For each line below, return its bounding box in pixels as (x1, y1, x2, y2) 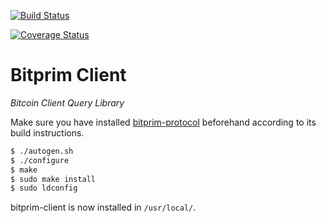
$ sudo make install (10, 174, 97, 184)
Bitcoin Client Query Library (10, 96, 125, 109)
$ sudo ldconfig (10, 183, 78, 194)
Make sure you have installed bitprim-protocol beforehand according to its (10, 116, 317, 128)
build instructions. (10, 126, 85, 139)
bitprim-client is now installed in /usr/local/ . (10, 201, 197, 214)
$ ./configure (10, 155, 70, 165)
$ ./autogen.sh (10, 146, 74, 156)
